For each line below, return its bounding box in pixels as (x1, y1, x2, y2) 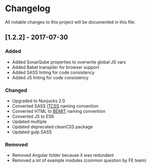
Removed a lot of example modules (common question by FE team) (12, 157, 147, 164)
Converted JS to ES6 (12, 113, 54, 119)
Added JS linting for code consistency (12, 74, 89, 81)
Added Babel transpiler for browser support (12, 64, 100, 70)
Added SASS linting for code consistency (12, 69, 95, 75)
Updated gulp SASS (12, 129, 52, 135)
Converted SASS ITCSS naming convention (12, 103, 99, 109)
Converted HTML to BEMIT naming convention (12, 108, 106, 114)
